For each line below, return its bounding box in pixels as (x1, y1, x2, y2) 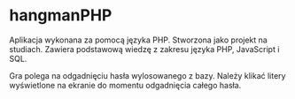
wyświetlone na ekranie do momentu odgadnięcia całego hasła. (9, 80, 242, 90)
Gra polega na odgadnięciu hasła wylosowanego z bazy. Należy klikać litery (9, 70, 286, 80)
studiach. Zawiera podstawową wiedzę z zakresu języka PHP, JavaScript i (9, 43, 280, 54)
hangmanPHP (9, 5, 113, 26)
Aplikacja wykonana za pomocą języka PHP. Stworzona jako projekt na (9, 34, 268, 45)
